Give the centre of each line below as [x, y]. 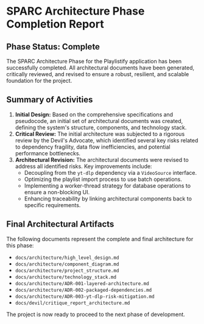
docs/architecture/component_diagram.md [67, 264]
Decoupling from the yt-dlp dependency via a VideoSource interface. [110, 172]
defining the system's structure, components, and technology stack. [101, 127]
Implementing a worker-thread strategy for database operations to [107, 185]
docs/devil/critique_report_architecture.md [72, 303]
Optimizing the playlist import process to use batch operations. [103, 179]
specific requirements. [52, 205]
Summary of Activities [50, 100]
